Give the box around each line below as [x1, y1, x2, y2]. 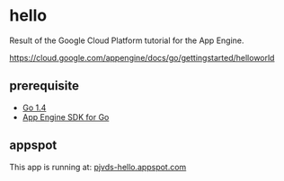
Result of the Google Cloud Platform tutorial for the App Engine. [9, 35, 244, 46]
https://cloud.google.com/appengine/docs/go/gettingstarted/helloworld [9, 52, 275, 63]
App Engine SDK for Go [22, 111, 110, 122]
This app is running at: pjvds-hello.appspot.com [9, 161, 187, 172]
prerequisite [9, 78, 79, 94]
